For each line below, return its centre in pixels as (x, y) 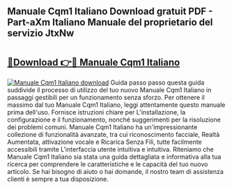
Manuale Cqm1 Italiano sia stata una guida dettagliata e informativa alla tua (114, 157)
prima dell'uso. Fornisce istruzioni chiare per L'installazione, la (96, 112)
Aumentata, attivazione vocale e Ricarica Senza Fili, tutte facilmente (105, 142)
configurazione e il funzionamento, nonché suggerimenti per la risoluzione (114, 119)
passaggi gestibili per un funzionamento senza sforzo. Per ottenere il (106, 97)
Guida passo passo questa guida (157, 82)
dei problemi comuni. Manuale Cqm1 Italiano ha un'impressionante (102, 127)
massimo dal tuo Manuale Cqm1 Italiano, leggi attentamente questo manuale (116, 105)
